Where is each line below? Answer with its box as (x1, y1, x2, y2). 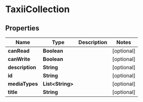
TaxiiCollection (5, 4, 70, 15)
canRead (8, 47, 30, 54)
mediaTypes (8, 80, 38, 87)
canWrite (8, 56, 30, 62)
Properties (5, 24, 40, 32)
